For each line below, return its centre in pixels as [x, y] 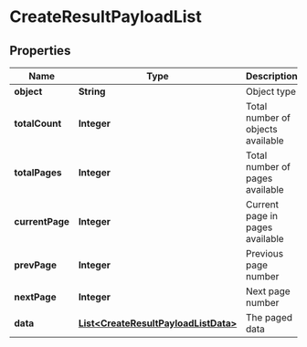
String [92, 91]
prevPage [36, 265]
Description [272, 76]
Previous [265, 253]
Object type [271, 91]
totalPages [38, 173]
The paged [269, 317]
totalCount [38, 123]
